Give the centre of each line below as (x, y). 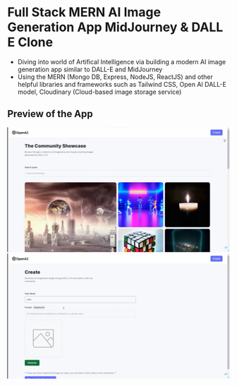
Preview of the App (50, 114)
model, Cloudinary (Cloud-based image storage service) (99, 92)
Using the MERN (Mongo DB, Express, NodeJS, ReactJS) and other (115, 77)
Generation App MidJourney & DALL (115, 27)
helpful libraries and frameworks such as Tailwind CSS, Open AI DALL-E (122, 84)
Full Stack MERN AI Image (84, 12)
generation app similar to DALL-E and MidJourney (90, 69)
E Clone (30, 42)
